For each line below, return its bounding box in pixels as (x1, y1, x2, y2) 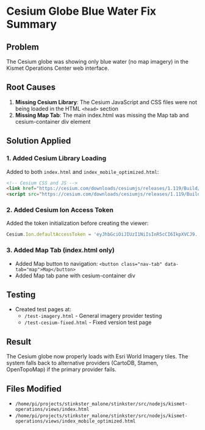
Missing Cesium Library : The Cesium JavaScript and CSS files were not (15, 98, 197, 105)
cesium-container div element (15, 118, 91, 125)
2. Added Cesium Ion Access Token (6, 206, 114, 214)
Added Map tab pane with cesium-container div (15, 271, 135, 279)
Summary (6, 17, 57, 31)
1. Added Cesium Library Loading (6, 154, 107, 163)
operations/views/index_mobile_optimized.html (15, 418, 136, 424)
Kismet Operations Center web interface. (6, 64, 110, 72)
